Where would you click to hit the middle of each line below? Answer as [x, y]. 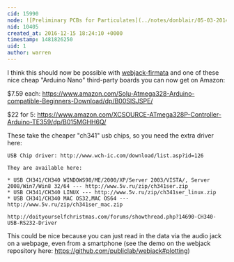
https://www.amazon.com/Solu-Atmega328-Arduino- [118, 93]
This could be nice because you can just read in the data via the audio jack [115, 235]
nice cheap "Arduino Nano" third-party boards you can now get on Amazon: [116, 80]
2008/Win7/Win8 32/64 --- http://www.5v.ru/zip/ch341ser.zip [98, 186]
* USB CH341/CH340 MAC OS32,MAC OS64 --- [68, 198]
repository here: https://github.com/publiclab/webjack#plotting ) [99, 250]
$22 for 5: [22, 114]
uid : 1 [17, 46]
